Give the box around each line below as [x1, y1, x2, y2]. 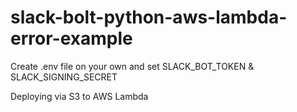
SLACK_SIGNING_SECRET [10, 71, 118, 83]
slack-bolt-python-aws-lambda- [10, 6, 288, 29]
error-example [10, 27, 133, 50]
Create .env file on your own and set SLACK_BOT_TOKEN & [10, 60, 255, 72]
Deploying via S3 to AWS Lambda [10, 90, 149, 102]
